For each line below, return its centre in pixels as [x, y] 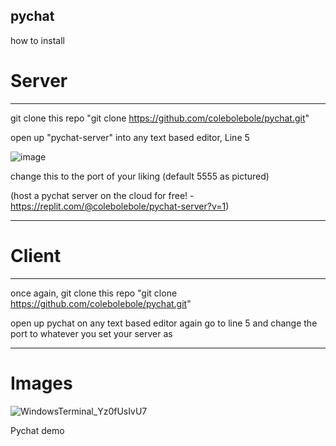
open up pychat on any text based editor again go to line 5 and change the [164, 323]
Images [41, 383]
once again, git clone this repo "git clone [94, 293]
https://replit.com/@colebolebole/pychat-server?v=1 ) [120, 206]
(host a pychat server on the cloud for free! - [102, 195]
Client [36, 255]
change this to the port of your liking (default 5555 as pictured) [140, 176]
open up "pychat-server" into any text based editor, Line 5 [130, 137]
